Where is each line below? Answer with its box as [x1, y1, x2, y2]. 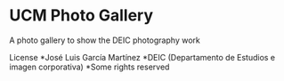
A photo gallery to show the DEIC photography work [9, 35, 200, 45]
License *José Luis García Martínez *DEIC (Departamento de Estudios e [9, 52, 276, 62]
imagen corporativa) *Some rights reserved [9, 61, 170, 72]
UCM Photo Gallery [9, 5, 154, 26]
